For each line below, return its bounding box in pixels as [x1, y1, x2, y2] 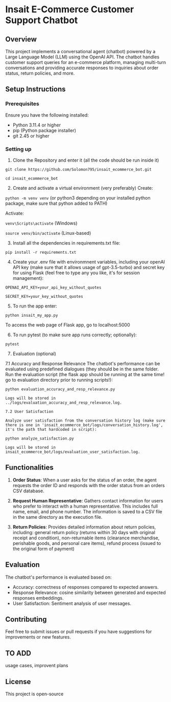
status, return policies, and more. [5, 70, 75, 76]
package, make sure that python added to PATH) [5, 200, 108, 206]
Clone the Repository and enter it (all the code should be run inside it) [12, 157, 159, 163]
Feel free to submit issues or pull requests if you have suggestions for [5, 628, 152, 635]
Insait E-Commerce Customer [5, 4, 134, 15]
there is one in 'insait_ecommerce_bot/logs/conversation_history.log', [5, 422, 163, 428]
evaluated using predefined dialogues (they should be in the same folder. [5, 366, 159, 372]
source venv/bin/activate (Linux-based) [5, 230, 91, 236]
